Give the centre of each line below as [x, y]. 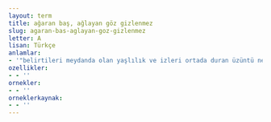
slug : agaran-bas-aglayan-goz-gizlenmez [77, 31]
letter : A [25, 38]
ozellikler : [28, 68]
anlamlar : [25, 53]
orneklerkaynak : [35, 98]
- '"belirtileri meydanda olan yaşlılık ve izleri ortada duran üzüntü [131, 61]
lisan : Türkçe [32, 46]
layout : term [30, 16]
